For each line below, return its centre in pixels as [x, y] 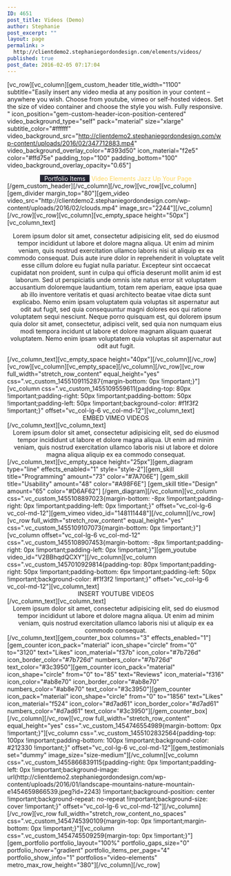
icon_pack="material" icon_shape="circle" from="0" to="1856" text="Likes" [115, 696]
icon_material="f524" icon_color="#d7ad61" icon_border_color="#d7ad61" [113, 704]
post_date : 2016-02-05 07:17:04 [53, 65]
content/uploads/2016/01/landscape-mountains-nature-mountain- [101, 784]
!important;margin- [180, 821]
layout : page [26, 39]
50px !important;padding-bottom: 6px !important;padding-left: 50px [120, 571]
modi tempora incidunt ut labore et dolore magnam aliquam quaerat [116, 331]
